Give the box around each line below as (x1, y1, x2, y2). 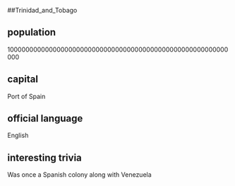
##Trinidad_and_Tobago (7, 6, 78, 14)
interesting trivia (7, 151, 83, 163)
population (7, 26, 56, 38)
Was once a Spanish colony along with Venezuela (7, 170, 152, 179)
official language (7, 112, 83, 124)
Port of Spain (7, 92, 46, 100)
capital (7, 74, 39, 86)
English (7, 131, 29, 140)
